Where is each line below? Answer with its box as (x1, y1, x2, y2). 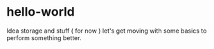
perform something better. (6, 33, 82, 42)
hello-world (6, 4, 75, 20)
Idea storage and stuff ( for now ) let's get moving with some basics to (6, 27, 207, 35)
